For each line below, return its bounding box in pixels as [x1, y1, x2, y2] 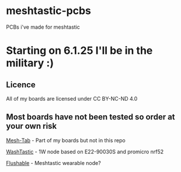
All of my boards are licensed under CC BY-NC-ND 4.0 [6, 95, 138, 102]
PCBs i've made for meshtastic [6, 23, 81, 30]
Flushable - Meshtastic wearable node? [6, 159, 101, 166]
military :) [6, 57, 54, 70]
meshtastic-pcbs [6, 4, 92, 18]
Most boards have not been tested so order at [6, 112, 175, 122]
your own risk [6, 121, 57, 131]
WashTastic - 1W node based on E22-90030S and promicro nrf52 [6, 148, 164, 155]
